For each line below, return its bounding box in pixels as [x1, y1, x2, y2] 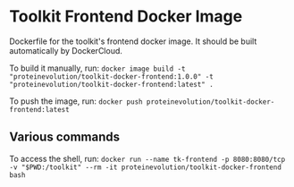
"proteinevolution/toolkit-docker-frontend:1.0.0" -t [9, 72, 214, 81]
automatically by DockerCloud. [9, 45, 123, 55]
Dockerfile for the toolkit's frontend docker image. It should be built [9, 36, 257, 47]
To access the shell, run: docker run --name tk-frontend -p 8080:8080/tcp [9, 153, 286, 164]
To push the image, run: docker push [9, 96, 143, 106]
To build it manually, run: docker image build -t [9, 63, 186, 73]
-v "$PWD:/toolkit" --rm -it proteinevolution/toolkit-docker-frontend [9, 163, 281, 172]
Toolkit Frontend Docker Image [9, 6, 243, 27]
